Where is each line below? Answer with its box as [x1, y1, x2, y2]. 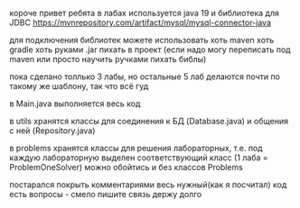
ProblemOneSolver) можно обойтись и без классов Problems [9, 162, 244, 172]
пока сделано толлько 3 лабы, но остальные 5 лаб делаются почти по [9, 71, 281, 82]
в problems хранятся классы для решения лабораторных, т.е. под [9, 143, 264, 153]
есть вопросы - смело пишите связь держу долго [9, 189, 202, 199]
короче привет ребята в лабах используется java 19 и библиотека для [9, 8, 280, 18]
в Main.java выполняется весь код [9, 98, 141, 109]
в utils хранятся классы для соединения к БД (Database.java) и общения [9, 116, 289, 126]
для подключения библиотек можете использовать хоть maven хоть [9, 35, 275, 45]
